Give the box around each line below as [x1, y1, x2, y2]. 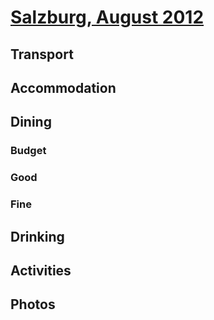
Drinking [10, 228, 65, 245]
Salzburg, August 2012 [10, 6, 205, 29]
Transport [10, 46, 74, 63]
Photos [10, 296, 56, 313]
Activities [10, 262, 72, 279]
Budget [10, 144, 47, 158]
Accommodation [10, 79, 117, 96]
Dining [10, 114, 52, 131]
